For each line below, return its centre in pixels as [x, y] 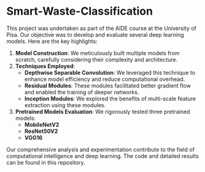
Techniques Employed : [45, 66]
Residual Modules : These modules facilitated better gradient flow [108, 85]
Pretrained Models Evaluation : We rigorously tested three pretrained [102, 111]
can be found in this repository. [46, 162]
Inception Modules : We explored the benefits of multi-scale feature [110, 99]
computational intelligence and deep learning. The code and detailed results [103, 156]
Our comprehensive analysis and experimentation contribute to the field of [101, 149]
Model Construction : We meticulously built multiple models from [97, 53]
